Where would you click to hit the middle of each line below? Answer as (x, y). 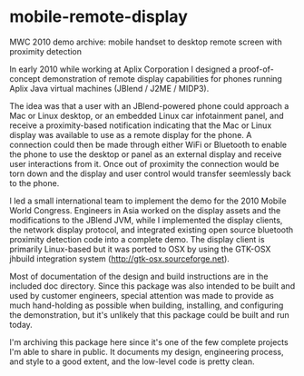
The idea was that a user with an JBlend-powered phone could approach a (149, 105)
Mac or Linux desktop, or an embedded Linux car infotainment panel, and (147, 115)
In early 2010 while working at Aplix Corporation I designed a (123, 69)
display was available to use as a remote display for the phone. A (131, 134)
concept (25, 78)
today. (21, 324)
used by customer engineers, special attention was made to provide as (142, 295)
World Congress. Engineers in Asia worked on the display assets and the (145, 210)
